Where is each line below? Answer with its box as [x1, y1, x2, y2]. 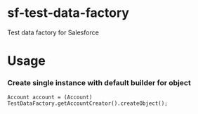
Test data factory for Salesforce [7, 28, 100, 37]
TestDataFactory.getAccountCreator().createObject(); [7, 100, 169, 107]
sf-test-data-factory [7, 5, 130, 21]
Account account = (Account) [7, 94, 93, 101]
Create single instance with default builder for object [7, 78, 191, 88]
